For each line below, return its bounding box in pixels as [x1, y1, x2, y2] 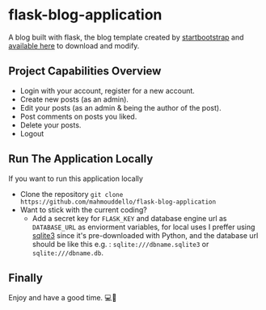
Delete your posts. [19, 119, 82, 130]
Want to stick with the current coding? [19, 204, 148, 215]
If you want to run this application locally [8, 174, 144, 183]
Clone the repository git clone [19, 189, 124, 199]
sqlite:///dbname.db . [32, 248, 103, 258]
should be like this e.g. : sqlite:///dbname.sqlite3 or [32, 239, 209, 249]
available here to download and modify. [8, 40, 140, 50]
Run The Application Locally [8, 152, 154, 166]
